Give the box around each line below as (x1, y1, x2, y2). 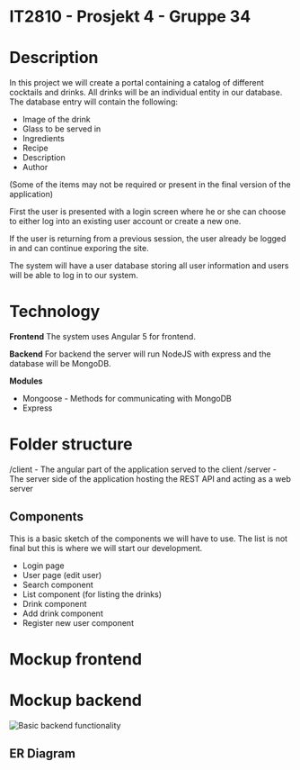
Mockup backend (9, 691, 142, 711)
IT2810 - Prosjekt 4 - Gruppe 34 (9, 6, 251, 27)
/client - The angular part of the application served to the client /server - (9, 464, 277, 475)
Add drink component (22, 608, 103, 619)
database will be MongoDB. (9, 358, 111, 369)
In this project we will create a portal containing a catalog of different (9, 77, 265, 88)
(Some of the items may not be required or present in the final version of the (9, 179, 291, 190)
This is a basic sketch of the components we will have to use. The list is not (9, 533, 288, 544)
